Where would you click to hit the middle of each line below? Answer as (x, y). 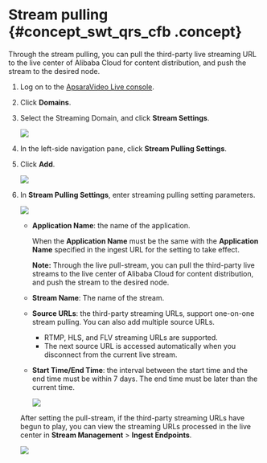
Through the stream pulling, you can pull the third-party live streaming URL (133, 54)
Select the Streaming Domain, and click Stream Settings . (115, 117)
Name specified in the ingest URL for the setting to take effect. (136, 249)
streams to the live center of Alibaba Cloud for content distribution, (143, 273)
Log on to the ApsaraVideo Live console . (87, 87)
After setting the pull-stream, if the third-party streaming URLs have (132, 418)
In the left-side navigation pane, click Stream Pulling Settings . (123, 148)
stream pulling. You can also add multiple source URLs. (123, 322)
